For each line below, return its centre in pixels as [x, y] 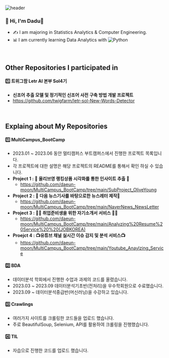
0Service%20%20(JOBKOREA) [53, 229]
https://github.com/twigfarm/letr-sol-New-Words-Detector [74, 100]
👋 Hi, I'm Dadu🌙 [25, 21]
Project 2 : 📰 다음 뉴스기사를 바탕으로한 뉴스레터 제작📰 [66, 196]
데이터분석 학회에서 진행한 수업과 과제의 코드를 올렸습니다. [70, 279]
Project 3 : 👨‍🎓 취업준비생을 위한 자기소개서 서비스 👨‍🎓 [65, 213]
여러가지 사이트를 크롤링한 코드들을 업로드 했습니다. [63, 318]
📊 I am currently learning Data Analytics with [60, 40]
